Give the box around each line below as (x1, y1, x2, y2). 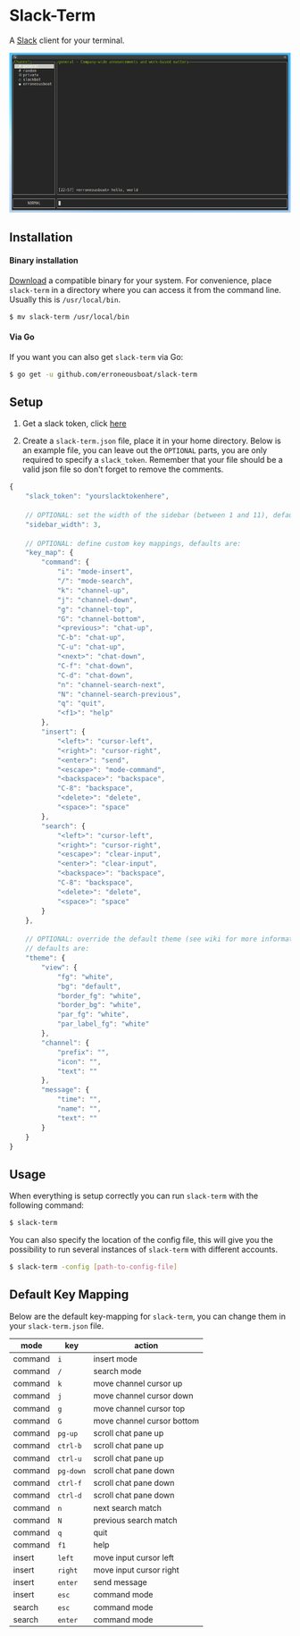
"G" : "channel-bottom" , (56, 614, 146, 624)
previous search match (93, 1514, 178, 1525)
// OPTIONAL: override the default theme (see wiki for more (25, 935, 257, 944)
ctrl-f (57, 1480, 82, 1489)
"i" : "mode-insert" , (56, 567, 134, 576)
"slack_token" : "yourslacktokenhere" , (25, 492, 170, 501)
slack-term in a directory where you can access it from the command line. (9, 284, 281, 295)
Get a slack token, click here (21, 418, 127, 429)
